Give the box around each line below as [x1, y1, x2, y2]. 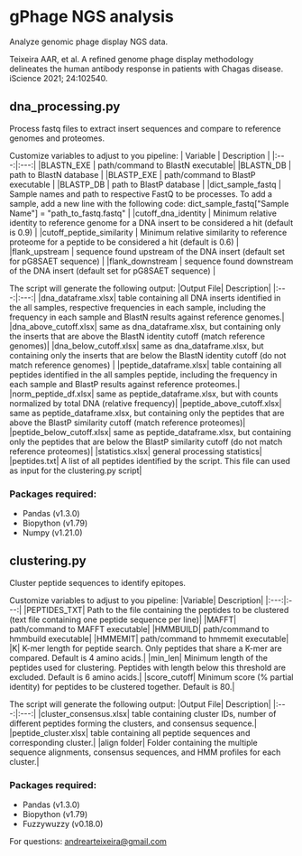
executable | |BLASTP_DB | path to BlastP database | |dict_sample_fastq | [9, 179, 282, 190]
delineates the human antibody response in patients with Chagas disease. [9, 63, 284, 74]
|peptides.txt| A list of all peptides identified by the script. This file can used [9, 455, 291, 466]
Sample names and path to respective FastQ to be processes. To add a [9, 188, 273, 200]
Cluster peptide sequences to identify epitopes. [9, 577, 187, 588]
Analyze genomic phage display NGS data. [9, 36, 169, 47]
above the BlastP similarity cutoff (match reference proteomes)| [9, 417, 246, 428]
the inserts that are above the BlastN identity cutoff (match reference [9, 330, 266, 341]
